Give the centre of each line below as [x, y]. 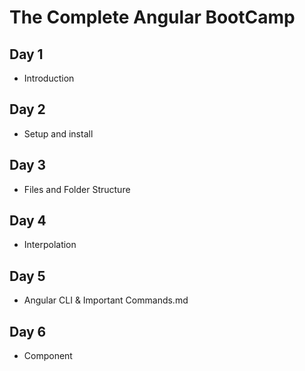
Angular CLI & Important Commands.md [106, 300]
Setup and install [58, 133]
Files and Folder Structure [77, 189]
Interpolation [50, 245]
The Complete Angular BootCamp [152, 17]
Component [48, 356]
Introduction [49, 78]
